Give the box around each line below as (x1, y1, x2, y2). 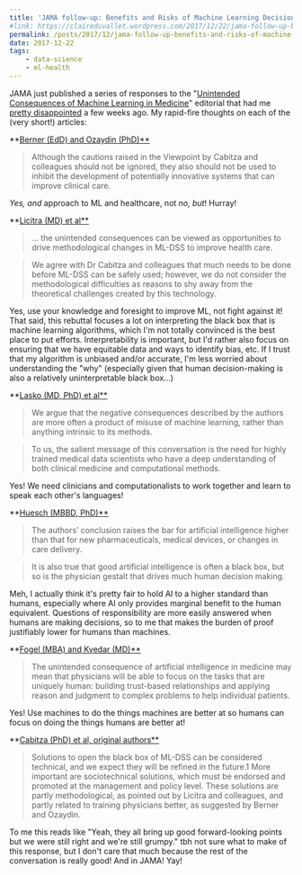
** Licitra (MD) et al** (9, 215, 90, 226)
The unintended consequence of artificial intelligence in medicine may (31, 661, 292, 672)
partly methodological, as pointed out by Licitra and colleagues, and (31, 790, 284, 800)
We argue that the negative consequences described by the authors (31, 406, 284, 418)
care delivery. (31, 543, 83, 554)
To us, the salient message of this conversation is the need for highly (31, 443, 287, 454)
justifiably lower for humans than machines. (9, 626, 171, 637)
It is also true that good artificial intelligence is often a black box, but (31, 561, 285, 572)
